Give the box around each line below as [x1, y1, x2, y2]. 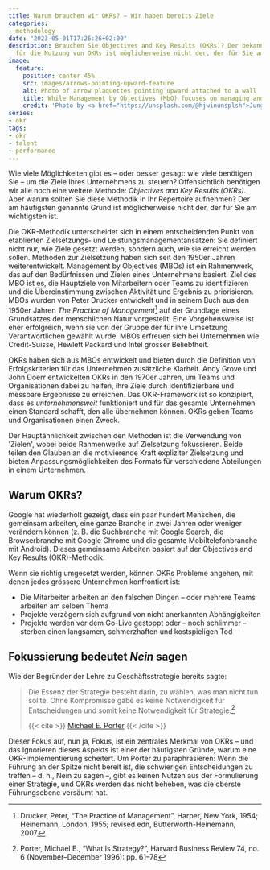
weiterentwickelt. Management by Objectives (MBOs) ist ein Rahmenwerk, [8, 261, 255, 271]
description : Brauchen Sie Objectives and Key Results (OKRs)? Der [8, 42, 239, 50]
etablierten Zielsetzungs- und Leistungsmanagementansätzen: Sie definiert [8, 235, 258, 246]
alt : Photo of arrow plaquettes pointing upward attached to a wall [22, 86, 257, 95]
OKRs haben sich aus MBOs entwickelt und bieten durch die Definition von [8, 355, 256, 365]
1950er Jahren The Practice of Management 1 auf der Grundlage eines [8, 304, 239, 315]
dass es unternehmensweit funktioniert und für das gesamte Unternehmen [8, 398, 256, 408]
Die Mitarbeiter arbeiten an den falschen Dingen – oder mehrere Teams [19, 592, 256, 602]
